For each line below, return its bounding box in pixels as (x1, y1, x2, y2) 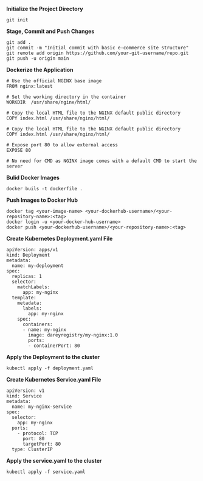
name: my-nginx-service (12, 404, 72, 410)
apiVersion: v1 (6, 388, 45, 394)
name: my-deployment (12, 263, 64, 269)
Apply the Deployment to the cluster (6, 354, 100, 360)
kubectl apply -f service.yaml (6, 469, 86, 475)
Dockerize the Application (6, 66, 74, 73)
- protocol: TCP (17, 430, 59, 436)
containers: (22, 321, 53, 327)
